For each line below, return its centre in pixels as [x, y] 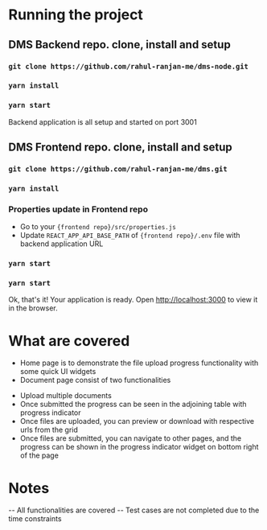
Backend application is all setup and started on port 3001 [103, 121]
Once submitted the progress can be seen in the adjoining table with [133, 405]
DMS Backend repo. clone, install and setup [119, 45]
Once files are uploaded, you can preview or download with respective [137, 421]
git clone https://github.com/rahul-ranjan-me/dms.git [118, 169]
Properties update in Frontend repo [78, 209]
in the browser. [33, 308]
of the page [39, 455]
